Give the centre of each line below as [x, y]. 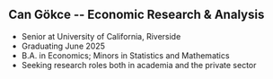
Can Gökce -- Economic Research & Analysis [136, 15]
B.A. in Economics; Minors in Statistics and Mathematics [125, 55]
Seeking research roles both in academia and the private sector [139, 65]
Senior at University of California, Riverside [101, 36]
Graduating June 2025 [63, 46]
